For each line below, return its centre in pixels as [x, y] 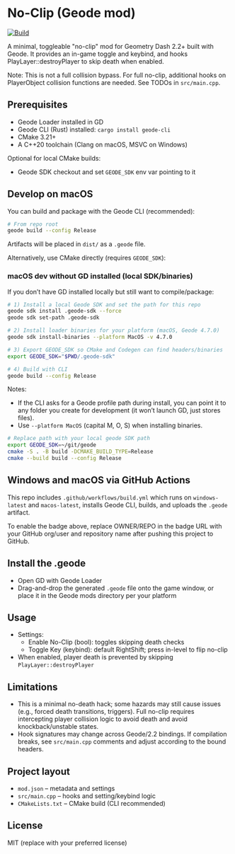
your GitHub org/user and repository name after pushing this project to [110, 533]
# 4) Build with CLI [38, 369]
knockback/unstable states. [58, 727]
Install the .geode [47, 564]
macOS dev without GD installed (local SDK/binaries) [100, 276]
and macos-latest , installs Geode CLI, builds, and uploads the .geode [128, 504]
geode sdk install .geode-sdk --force [64, 311]
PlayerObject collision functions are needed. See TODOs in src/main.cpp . [114, 82]
